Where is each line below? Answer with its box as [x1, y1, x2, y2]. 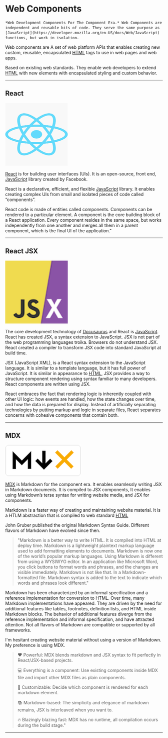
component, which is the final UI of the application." [5, 227, 112, 234]
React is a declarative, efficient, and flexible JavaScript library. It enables [5, 186, 155, 192]
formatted [17, 575, 38, 581]
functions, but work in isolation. [5, 35, 79, 40]
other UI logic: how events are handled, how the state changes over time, [5, 396, 156, 402]
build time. [5, 350, 27, 356]
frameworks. [5, 627, 31, 633]
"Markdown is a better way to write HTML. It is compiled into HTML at [17, 537, 161, 543]
